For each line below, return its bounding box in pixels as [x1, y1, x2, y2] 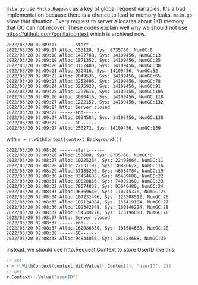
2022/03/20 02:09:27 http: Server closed [6, 104, 111, 110]
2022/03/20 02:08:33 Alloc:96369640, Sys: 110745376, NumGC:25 [6, 189, 166, 195]
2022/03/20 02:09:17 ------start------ [6, 42, 105, 48]
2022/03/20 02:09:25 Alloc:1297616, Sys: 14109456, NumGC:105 [6, 89, 164, 95]
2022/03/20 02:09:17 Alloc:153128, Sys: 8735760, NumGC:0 [6, 47, 153, 53]
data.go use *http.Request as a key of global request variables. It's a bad [6, 5, 186, 12]
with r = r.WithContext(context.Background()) [6, 136, 122, 142]
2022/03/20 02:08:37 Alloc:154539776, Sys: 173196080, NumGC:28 [6, 209, 169, 215]
